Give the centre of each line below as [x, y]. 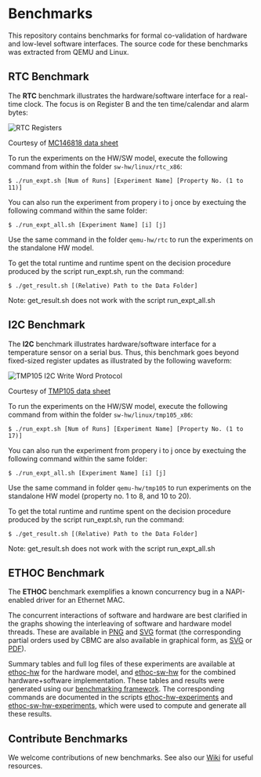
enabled [21, 600]
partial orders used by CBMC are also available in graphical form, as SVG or [130, 640]
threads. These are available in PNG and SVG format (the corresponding [125, 632]
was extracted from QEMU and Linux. [69, 52]
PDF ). [17, 649]
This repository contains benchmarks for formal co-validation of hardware [128, 35]
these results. [30, 714]
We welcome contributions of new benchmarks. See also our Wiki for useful [130, 757]
